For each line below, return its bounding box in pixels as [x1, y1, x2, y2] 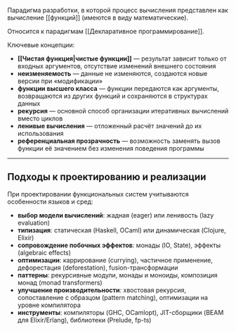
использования [17, 130, 64, 137]
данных [17, 99, 41, 108]
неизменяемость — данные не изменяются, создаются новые [17, 70, 208, 77]
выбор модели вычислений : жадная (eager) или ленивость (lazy [17, 211, 214, 219]
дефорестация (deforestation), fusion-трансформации [17, 263, 178, 272]
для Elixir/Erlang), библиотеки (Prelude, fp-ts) [17, 316, 152, 324]
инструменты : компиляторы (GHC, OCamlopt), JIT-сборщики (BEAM [17, 308, 224, 316]
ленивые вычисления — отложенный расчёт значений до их [17, 122, 202, 130]
